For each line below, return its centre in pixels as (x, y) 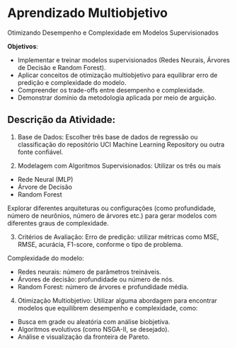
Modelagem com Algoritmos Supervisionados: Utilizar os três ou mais (119, 166)
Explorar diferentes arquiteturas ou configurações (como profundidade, (111, 208)
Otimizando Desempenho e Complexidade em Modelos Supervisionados (113, 33)
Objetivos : (23, 46)
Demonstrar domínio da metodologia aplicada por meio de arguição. (117, 98)
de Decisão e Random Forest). (62, 67)
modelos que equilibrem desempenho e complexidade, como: (108, 308)
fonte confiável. (40, 152)
